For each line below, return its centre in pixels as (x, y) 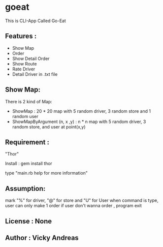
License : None (29, 221)
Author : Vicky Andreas (42, 238)
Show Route (24, 63)
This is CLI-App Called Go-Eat (36, 21)
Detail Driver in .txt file (35, 74)
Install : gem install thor (29, 163)
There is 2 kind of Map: (29, 101)
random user (25, 116)
